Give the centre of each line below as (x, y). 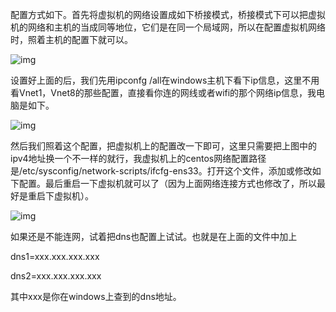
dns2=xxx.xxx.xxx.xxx (56, 276)
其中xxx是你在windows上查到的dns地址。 (96, 296)
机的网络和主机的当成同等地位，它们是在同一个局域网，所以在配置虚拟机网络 (168, 27)
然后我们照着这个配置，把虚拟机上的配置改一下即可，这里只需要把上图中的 (163, 146)
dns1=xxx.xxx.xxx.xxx (55, 256)
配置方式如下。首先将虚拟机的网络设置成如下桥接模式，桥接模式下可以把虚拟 (168, 14)
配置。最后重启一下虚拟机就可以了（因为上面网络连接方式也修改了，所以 (167, 183)
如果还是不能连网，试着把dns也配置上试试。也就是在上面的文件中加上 (154, 236)
